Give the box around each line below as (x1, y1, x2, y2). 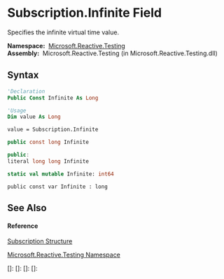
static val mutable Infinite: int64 (7, 170, 114, 178)
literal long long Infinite (7, 157, 90, 165)
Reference (7, 222, 38, 230)
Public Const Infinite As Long (7, 94, 99, 101)
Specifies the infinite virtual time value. (7, 28, 120, 36)
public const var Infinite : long (7, 183, 108, 190)
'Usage (7, 107, 27, 114)
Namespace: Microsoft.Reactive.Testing (7, 41, 126, 50)
